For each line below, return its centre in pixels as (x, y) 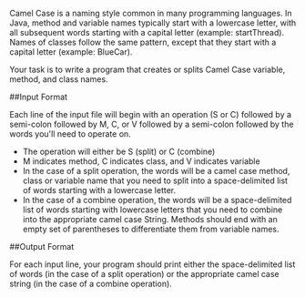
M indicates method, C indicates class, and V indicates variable (142, 161)
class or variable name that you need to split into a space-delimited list (155, 180)
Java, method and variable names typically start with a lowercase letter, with (153, 23)
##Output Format (42, 247)
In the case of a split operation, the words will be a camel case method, (156, 171)
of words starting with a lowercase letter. (99, 190)
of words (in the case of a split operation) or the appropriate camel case (144, 274)
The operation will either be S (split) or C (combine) (119, 151)
